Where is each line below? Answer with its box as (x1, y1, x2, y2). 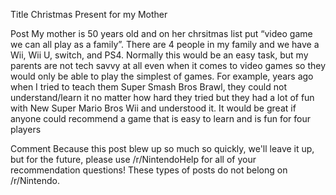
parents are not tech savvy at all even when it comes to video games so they (10, 60, 327, 71)
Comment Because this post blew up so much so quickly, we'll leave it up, (10, 143, 315, 154)
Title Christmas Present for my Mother (10, 9, 168, 20)
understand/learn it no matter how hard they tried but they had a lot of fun (10, 92, 315, 103)
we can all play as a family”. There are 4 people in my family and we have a (10, 39, 320, 50)
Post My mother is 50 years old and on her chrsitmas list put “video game (10, 28, 313, 39)
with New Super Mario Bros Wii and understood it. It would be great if (10, 102, 297, 114)
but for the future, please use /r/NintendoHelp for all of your (10, 154, 257, 165)
